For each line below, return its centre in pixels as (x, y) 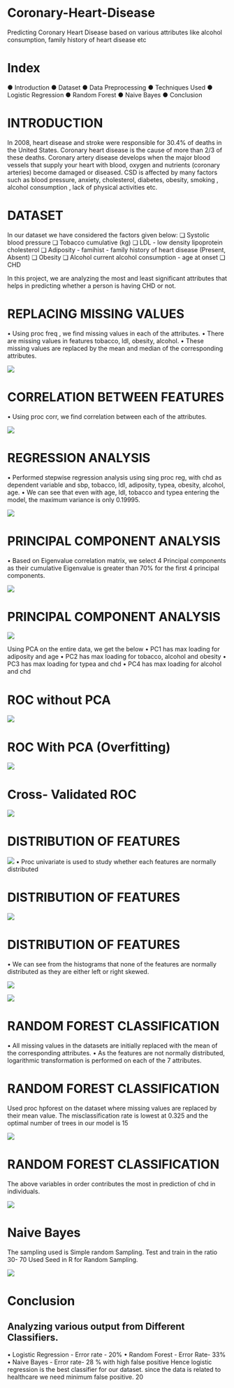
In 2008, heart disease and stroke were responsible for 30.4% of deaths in (115, 142)
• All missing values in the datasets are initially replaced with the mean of (112, 1046)
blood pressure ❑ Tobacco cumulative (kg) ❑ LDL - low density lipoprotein (115, 242)
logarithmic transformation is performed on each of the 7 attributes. (104, 1060)
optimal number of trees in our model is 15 (68, 1123)
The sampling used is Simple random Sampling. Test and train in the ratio (112, 1252)
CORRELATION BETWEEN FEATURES (116, 397)
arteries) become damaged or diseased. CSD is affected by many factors (112, 172)
